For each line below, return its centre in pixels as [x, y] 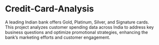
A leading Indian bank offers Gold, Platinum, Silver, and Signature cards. [77, 22]
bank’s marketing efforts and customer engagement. [58, 37]
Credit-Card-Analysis [50, 9]
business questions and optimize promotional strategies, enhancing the [77, 32]
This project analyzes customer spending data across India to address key [79, 27]
